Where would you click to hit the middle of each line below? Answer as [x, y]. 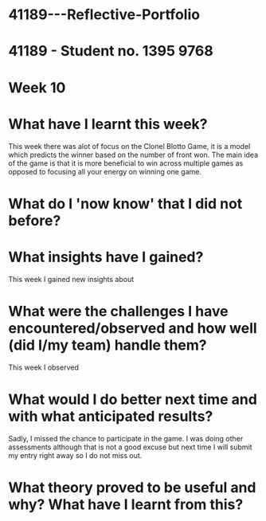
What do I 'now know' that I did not [125, 204]
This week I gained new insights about [71, 279]
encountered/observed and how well [133, 328]
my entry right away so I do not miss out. [75, 455]
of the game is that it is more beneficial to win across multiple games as [126, 163]
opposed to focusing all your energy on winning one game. [105, 171]
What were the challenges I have [118, 311]
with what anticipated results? [111, 416]
